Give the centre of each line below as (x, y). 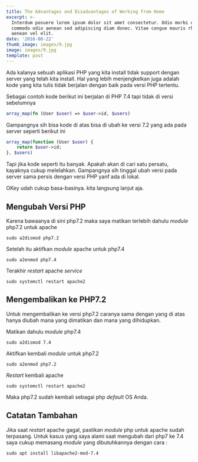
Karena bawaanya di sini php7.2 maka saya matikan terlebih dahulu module (97, 221)
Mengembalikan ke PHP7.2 (56, 300)
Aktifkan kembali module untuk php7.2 (52, 353)
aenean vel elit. (33, 34)
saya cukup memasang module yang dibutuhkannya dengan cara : (87, 442)
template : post (25, 56)
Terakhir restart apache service (44, 271)
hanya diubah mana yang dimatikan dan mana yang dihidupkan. (83, 320)
